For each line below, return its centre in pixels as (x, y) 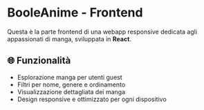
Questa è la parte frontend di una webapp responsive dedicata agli (102, 32)
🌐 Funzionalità (39, 61)
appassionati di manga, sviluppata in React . (69, 38)
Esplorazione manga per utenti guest (69, 77)
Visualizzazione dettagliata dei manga (71, 91)
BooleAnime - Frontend (75, 13)
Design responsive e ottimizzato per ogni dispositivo (92, 99)
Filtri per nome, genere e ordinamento (71, 85)
